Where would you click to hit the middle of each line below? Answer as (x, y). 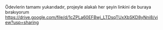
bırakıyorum (17, 12)
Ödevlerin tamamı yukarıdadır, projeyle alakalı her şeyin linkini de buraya (78, 7)
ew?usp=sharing (22, 22)
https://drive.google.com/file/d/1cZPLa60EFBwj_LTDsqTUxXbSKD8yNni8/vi (81, 17)
